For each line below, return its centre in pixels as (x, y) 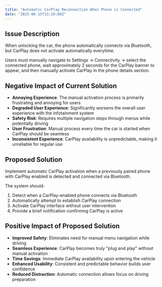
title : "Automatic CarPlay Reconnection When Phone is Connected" (74, 10)
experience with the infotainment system (53, 113)
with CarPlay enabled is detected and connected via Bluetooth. (68, 176)
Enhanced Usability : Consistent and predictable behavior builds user (81, 264)
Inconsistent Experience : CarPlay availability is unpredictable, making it (84, 139)
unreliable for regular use (37, 144)
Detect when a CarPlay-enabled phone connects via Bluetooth (74, 195)
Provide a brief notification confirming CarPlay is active (67, 210)
